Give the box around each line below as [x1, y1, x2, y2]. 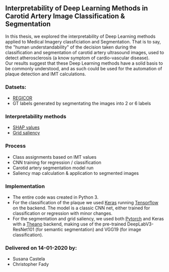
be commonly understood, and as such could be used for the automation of [5, 65, 162, 71]
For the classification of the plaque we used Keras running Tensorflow [12, 200, 159, 205]
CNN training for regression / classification [12, 159, 102, 165]
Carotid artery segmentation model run [12, 164, 94, 171]
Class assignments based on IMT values [12, 154, 97, 160]
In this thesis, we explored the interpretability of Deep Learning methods [5, 33, 156, 39]
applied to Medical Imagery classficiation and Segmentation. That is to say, [5, 38, 161, 44]
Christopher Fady [12, 261, 49, 267]
